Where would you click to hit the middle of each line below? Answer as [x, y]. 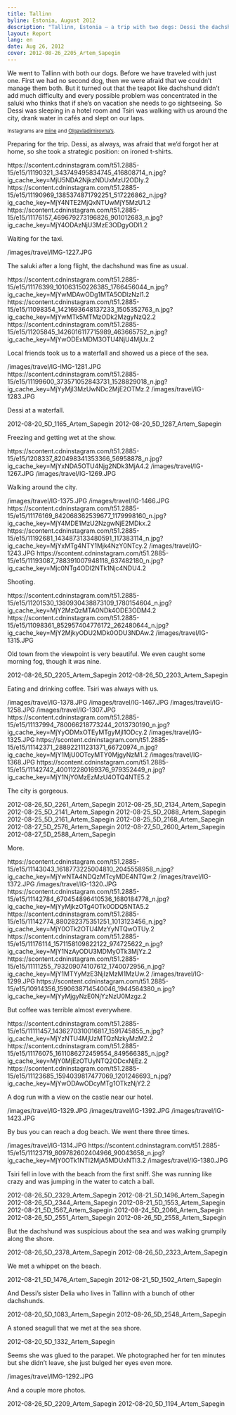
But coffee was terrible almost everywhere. [70, 1010]
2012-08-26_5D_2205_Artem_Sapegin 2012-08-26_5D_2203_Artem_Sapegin [118, 675]
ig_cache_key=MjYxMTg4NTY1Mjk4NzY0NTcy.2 [77, 546]
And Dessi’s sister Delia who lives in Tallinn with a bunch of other [101, 1293]
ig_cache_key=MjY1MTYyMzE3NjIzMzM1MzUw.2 [78, 974]
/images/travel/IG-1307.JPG [76, 710]
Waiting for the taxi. [36, 238]
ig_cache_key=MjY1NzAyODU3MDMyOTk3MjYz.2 [80, 951]
